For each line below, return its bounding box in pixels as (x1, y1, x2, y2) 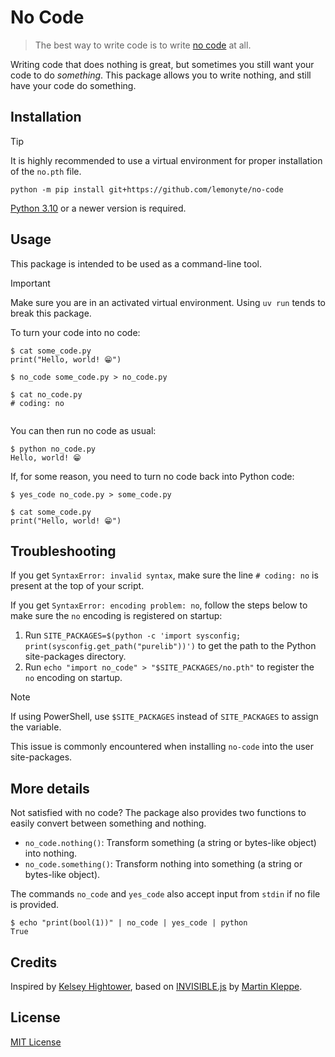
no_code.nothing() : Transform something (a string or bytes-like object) (24, 837, 317, 849)
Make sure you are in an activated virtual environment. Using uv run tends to (10, 296, 327, 308)
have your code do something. (10, 79, 137, 91)
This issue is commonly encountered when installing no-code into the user (10, 741, 315, 753)
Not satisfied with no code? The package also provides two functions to (10, 807, 307, 819)
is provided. (10, 899, 60, 911)
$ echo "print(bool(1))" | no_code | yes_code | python (10, 918, 248, 928)
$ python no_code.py (10, 444, 97, 454)
